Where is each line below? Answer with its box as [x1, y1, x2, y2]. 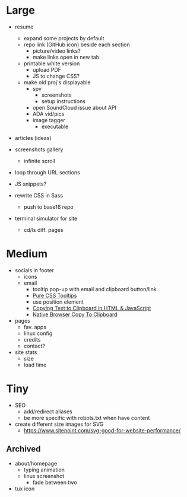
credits [23, 336, 41, 343]
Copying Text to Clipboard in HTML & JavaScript [32, 304, 151, 311]
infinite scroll [23, 157, 55, 164]
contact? [23, 342, 46, 349]
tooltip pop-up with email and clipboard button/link [32, 285, 157, 292]
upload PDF [32, 66, 61, 73]
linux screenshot [23, 472, 65, 479]
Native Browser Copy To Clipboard [32, 311, 118, 318]
